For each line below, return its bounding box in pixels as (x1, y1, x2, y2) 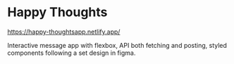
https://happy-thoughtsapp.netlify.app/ (7, 27, 121, 36)
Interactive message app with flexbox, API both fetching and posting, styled (7, 41, 228, 49)
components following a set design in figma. (7, 49, 136, 57)
